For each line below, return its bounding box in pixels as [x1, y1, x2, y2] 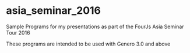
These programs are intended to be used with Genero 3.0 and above [6, 40, 171, 47]
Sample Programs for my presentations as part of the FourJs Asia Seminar [6, 23, 185, 30]
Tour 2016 [6, 29, 30, 36]
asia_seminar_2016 [6, 4, 101, 17]
